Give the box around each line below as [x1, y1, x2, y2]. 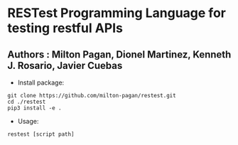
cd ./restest [7, 98, 46, 105]
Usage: [17, 117, 39, 125]
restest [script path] [7, 131, 75, 138]
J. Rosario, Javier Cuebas [7, 59, 123, 72]
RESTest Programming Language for [7, 5, 226, 21]
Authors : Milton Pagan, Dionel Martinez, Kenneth [7, 48, 232, 60]
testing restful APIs [7, 20, 123, 36]
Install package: [17, 78, 65, 87]
